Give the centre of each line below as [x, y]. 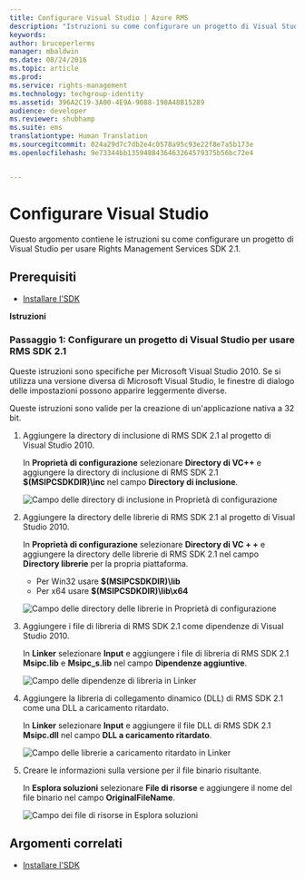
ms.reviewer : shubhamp [52, 119]
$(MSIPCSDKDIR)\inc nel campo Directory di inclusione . [130, 481]
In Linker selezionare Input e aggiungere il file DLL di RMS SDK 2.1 [147, 725]
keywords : [28, 35]
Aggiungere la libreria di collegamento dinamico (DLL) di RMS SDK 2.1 [153, 698]
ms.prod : [26, 77]
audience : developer [49, 111]
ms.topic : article [44, 69]
